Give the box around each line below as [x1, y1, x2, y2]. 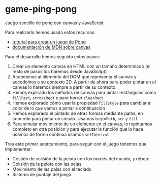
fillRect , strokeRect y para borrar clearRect [12, 95, 104, 101]
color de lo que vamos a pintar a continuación [12, 105, 105, 111]
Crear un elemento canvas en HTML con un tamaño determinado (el [12, 63, 151, 69]
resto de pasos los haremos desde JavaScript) [12, 68, 107, 74]
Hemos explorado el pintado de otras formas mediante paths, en [12, 110, 143, 116]
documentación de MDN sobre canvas [12, 44, 91, 50]
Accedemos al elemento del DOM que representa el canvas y [12, 73, 137, 79]
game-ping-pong [5, 3, 77, 15]
